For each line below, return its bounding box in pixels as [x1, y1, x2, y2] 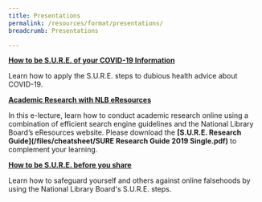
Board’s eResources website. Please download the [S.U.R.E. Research [8, 127, 242, 137]
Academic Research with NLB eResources [8, 95, 152, 105]
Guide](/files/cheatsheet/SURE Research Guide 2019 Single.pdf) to [8, 136, 237, 146]
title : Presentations [8, 11, 81, 20]
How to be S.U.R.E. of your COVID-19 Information [8, 55, 175, 65]
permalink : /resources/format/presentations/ [8, 19, 163, 27]
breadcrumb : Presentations [8, 26, 99, 34]
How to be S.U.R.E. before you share [8, 160, 132, 170]
